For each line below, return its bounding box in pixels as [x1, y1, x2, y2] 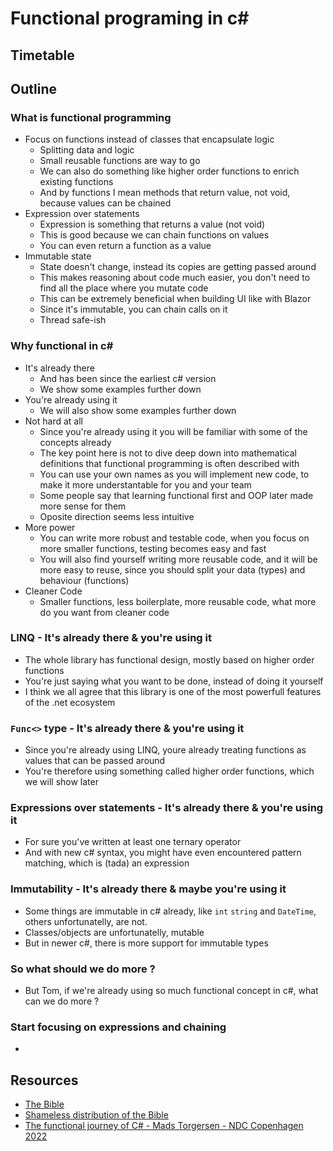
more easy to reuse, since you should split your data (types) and [39, 563, 306, 576]
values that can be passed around [24, 755, 166, 767]
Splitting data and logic [39, 144, 135, 156]
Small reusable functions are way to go [39, 155, 201, 167]
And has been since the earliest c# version [39, 372, 217, 384]
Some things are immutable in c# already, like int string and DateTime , [24, 905, 317, 917]
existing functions [39, 176, 114, 188]
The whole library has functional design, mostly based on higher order [24, 653, 315, 666]
